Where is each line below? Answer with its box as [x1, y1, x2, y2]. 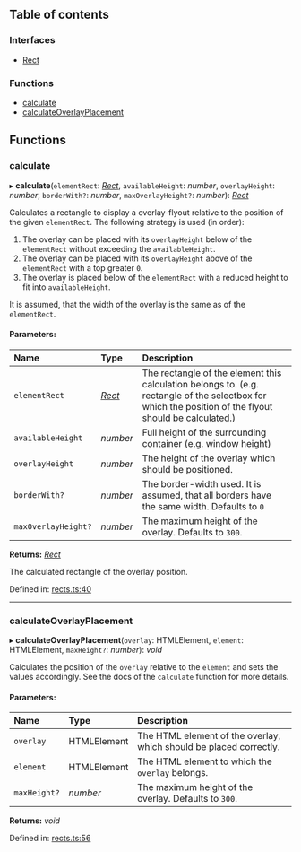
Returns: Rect [9, 549, 61, 560]
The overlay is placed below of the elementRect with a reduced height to [21, 272, 288, 283]
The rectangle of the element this [142, 367, 282, 379]
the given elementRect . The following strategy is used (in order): [9, 216, 245, 227]
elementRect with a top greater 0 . [21, 262, 143, 273]
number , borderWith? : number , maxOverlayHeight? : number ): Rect [9, 189, 249, 200]
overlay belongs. [137, 767, 209, 779]
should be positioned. [142, 463, 233, 475]
